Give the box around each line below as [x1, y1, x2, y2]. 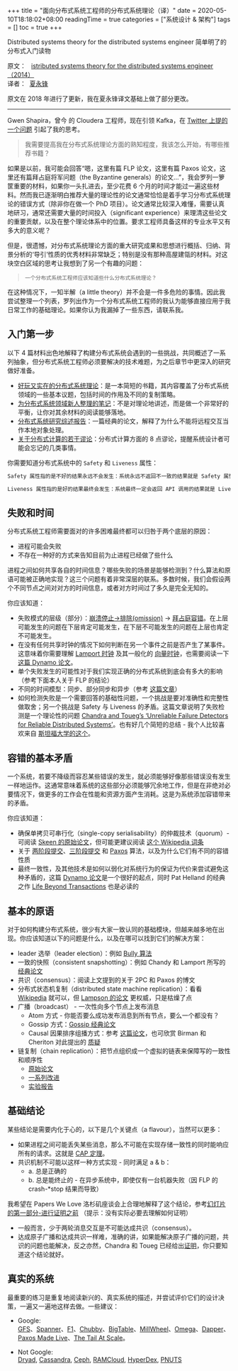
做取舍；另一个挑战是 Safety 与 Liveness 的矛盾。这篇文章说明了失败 [17, 703, 219, 711]
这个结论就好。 [23, 1250, 68, 1258]
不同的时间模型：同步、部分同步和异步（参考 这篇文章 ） [17, 685, 181, 693]
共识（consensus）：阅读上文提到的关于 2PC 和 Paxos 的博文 [17, 976, 195, 984]
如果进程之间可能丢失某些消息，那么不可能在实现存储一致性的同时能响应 [17, 1140, 229, 1148]
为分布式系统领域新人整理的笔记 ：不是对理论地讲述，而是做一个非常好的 [17, 399, 229, 407]
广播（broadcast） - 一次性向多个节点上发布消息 [17, 1003, 159, 1011]
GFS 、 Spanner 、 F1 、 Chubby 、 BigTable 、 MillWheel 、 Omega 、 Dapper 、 [17, 1324, 230, 1333]
